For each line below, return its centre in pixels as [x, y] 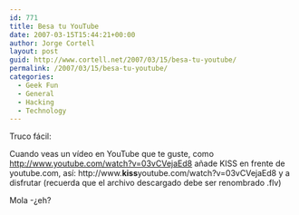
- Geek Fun [38, 85]
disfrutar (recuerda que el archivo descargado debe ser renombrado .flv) [145, 183]
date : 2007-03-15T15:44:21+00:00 [72, 34]
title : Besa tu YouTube [54, 26]
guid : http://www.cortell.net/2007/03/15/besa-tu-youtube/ [123, 60]
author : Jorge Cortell [52, 43]
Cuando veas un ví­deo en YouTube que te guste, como [112, 154]
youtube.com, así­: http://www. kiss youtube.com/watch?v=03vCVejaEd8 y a [149, 173]
